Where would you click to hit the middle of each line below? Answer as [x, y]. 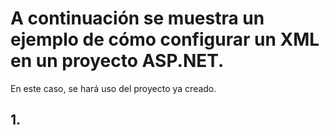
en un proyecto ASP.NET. [117, 61]
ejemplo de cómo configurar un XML [165, 39]
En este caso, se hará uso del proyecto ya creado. [113, 88]
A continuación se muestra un [137, 18]
